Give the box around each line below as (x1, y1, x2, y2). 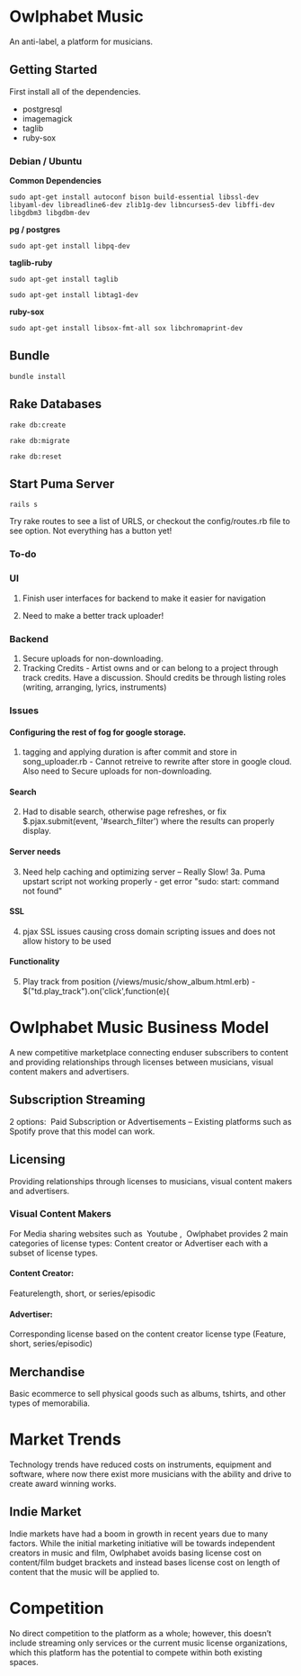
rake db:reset (9, 452, 63, 461)
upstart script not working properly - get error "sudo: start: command (22, 875, 280, 886)
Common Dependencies (9, 176, 102, 186)
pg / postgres (9, 224, 61, 235)
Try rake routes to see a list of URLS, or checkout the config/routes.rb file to (9, 516, 290, 527)
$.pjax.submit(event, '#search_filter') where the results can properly (22, 816, 275, 827)
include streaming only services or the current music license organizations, (9, 1637, 288, 1648)
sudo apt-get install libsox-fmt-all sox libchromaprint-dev (9, 324, 243, 333)
